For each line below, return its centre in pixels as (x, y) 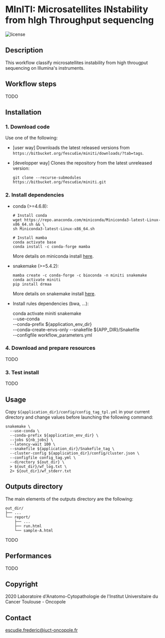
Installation (23, 112)
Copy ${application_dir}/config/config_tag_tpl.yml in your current (77, 411)
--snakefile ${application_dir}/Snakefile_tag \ (62, 449)
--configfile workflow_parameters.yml (52, 335)
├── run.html (28, 526)
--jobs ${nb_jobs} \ (31, 440)
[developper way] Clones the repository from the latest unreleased (82, 163)
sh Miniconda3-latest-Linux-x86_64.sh (54, 229)
